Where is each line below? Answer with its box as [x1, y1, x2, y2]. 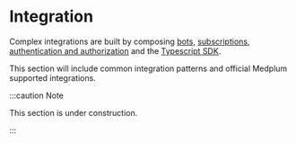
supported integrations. [9, 72, 96, 83]
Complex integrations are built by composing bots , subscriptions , [9, 36, 250, 47]
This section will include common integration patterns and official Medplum [9, 63, 288, 74]
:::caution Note [9, 90, 65, 101]
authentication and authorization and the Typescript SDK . [9, 45, 222, 56]
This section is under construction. [9, 107, 138, 118]
